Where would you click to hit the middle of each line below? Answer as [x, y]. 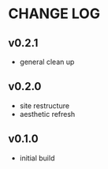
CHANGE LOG [54, 14]
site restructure [44, 105]
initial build [37, 158]
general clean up [47, 62]
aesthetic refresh [47, 114]
